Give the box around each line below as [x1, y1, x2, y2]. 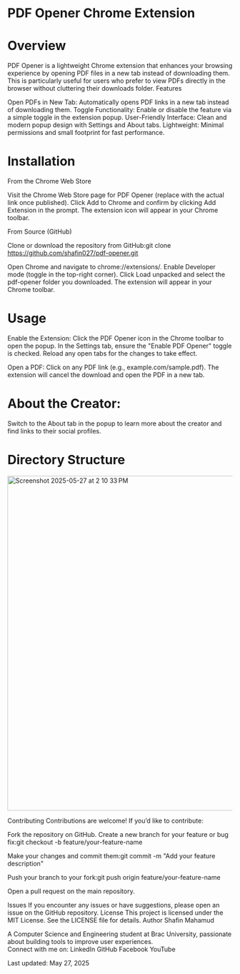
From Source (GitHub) [7, 227, 73, 236]
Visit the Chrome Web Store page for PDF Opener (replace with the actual [7, 191, 225, 199]
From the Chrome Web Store [7, 177, 91, 186]
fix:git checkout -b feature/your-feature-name [7, 838, 143, 846]
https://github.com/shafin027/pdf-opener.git [7, 248, 139, 258]
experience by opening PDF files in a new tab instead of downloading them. [7, 69, 230, 78]
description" [7, 859, 44, 868]
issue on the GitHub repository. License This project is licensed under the [7, 908, 224, 917]
